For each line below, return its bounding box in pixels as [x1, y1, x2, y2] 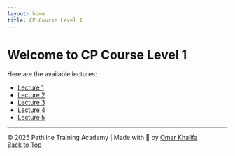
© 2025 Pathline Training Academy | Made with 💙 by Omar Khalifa [7, 134, 198, 142]
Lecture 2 [17, 91, 45, 99]
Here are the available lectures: [7, 70, 97, 78]
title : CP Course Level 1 [7, 17, 83, 24]
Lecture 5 [17, 113, 45, 122]
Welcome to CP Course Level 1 [7, 47, 187, 63]
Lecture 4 [17, 106, 45, 114]
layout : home [7, 10, 45, 17]
